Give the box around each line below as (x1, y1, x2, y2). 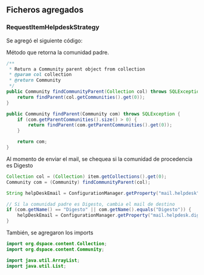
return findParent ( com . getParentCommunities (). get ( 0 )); (28, 122, 172, 128)
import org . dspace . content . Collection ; (6, 241, 107, 247)
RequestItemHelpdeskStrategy (6, 23, 100, 32)
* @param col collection (8, 72, 72, 78)
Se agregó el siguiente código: (6, 36, 83, 44)
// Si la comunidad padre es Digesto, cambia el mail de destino (6, 201, 175, 207)
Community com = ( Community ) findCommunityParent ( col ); (6, 179, 151, 185)
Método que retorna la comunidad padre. (6, 49, 109, 56)
